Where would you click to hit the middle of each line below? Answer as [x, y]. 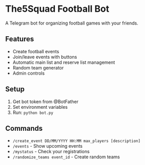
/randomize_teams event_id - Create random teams [66, 157]
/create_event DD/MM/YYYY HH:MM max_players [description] [77, 141]
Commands [24, 128]
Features [20, 39]
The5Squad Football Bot [57, 9]
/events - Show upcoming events [48, 146]
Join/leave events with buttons [45, 57]
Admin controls [28, 73]
